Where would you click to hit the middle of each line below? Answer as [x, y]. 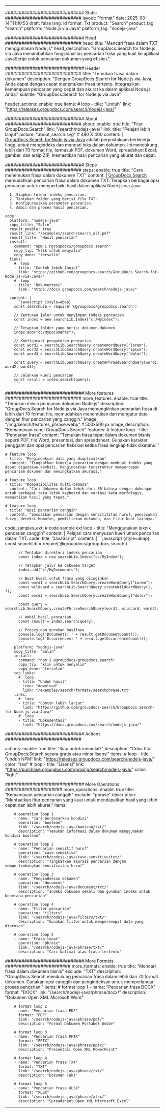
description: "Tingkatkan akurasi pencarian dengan [72, 861]
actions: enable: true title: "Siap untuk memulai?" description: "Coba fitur [79, 748]
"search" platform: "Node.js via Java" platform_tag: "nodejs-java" [71, 28]
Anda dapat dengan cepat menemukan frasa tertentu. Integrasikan [72, 84]
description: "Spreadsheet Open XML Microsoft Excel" [74, 1101]
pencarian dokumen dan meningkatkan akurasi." [54, 471]
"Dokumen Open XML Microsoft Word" [44, 997]
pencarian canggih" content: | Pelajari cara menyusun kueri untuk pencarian [82, 533]
